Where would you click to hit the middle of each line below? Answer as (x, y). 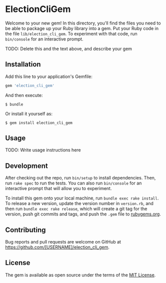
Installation (23, 64)
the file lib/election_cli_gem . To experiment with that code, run (71, 33)
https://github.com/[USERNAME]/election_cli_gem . (57, 247)
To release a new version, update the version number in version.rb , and (79, 203)
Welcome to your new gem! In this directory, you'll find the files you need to (83, 23)
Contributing (25, 230)
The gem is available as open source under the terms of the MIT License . (80, 275)
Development (27, 166)
